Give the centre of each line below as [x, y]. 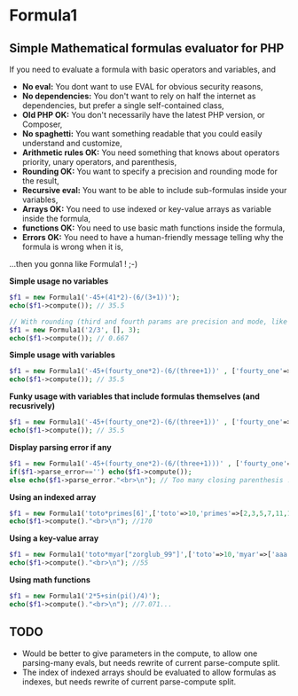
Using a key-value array [54, 538]
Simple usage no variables [59, 281]
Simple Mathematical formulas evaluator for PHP [147, 48]
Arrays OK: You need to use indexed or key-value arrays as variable [147, 209]
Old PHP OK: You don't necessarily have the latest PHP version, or [143, 115]
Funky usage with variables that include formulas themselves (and [134, 396]
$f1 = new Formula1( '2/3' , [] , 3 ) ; [75, 330]
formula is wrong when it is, [73, 246]
